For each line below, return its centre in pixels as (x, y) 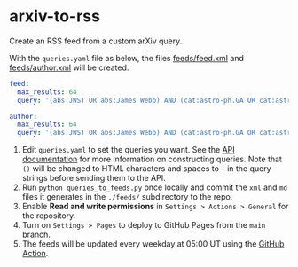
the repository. (49, 216)
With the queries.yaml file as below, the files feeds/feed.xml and (126, 58)
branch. (36, 235)
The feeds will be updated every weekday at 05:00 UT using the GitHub (153, 244)
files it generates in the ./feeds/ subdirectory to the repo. (127, 197)
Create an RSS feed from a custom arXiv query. (96, 41)
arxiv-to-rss (55, 16)
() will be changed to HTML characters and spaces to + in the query (147, 169)
